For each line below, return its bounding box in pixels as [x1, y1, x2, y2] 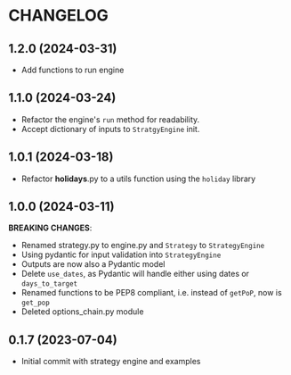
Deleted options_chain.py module [20, 306, 144, 317]
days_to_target [20, 279, 78, 288]
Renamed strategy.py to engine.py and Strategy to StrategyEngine [20, 240, 265, 251]
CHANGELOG [8, 5, 109, 26]
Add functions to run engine [20, 64, 125, 75]
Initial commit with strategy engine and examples [20, 356, 201, 367]
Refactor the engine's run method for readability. [20, 113, 200, 125]
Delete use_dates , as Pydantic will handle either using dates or [20, 269, 250, 279]
